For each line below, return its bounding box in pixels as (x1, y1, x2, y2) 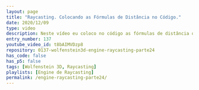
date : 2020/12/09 (6, 20, 49, 25)
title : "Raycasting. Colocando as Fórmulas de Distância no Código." (6, 14, 182, 20)
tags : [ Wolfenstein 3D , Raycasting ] (6, 63, 97, 70)
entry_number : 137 (6, 36, 52, 42)
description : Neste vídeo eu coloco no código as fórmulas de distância (6, 31, 190, 37)
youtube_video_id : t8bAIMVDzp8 (6, 42, 84, 48)
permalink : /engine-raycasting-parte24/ (6, 75, 108, 81)
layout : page (6, 8, 38, 15)
